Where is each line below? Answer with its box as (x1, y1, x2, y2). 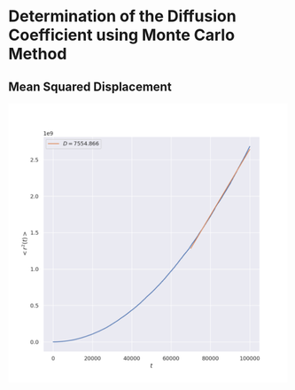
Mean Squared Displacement (8, 79, 172, 94)
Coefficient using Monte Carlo (8, 25, 236, 45)
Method (8, 44, 67, 64)
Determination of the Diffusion (8, 6, 237, 27)
